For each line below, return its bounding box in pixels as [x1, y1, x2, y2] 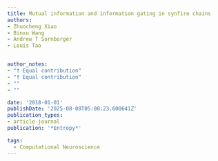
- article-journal [7, 118, 60, 125]
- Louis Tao [7, 42, 41, 49]
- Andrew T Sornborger [7, 36, 72, 43]
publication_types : [7, 112, 63, 119]
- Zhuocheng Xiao [7, 23, 57, 30]
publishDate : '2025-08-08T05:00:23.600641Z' [7, 105, 137, 113]
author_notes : [7, 61, 48, 68]
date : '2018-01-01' [7, 99, 63, 106]
